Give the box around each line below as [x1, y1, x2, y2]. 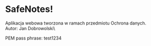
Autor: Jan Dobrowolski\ [5, 25, 55, 31]
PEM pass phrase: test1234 [5, 35, 62, 41]
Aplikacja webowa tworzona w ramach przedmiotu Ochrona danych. [5, 20, 146, 26]
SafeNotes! [5, 3, 54, 15]
